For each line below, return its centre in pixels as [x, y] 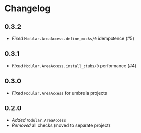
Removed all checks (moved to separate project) [61, 125]
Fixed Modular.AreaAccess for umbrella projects [59, 93]
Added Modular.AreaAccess [39, 120]
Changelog [28, 9]
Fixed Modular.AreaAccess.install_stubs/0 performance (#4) [74, 66]
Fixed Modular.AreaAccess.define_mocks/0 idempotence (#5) [73, 38]
